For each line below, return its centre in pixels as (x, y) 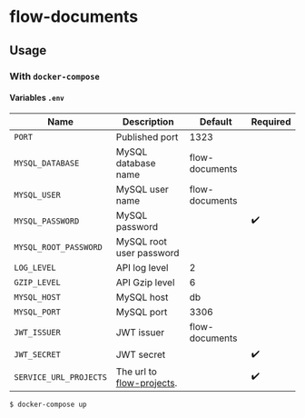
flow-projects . (147, 383)
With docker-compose (54, 76)
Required (271, 122)
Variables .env (37, 98)
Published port (147, 136)
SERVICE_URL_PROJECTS (60, 377)
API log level (142, 267)
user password (148, 253)
